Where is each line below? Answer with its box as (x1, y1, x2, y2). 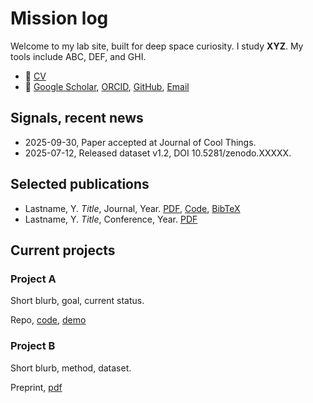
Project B (10, 339, 56, 353)
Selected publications (10, 176, 150, 193)
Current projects (10, 242, 116, 259)
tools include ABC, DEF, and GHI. (10, 50, 147, 62)
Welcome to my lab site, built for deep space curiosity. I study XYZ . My (10, 40, 304, 52)
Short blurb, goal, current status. (10, 295, 145, 307)
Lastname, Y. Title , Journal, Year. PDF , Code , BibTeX (24, 202, 241, 214)
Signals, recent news (10, 110, 144, 127)
